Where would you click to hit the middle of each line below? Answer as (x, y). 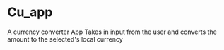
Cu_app (30, 12)
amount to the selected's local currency (65, 39)
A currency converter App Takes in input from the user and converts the (112, 32)
